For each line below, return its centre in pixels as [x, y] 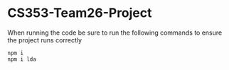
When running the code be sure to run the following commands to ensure [115, 33]
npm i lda [22, 59]
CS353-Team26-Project [80, 13]
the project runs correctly [45, 40]
